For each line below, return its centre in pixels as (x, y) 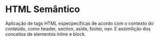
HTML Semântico (43, 9)
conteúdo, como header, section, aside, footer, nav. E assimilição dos (78, 28)
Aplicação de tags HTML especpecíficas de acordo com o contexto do (79, 23)
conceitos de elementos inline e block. (46, 34)
